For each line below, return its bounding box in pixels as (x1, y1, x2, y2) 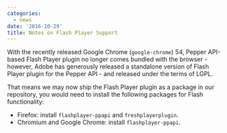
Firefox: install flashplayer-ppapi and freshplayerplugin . (16, 111, 179, 119)
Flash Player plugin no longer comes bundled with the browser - (26, 56, 208, 64)
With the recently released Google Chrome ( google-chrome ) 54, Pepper (7, 48, 207, 56)
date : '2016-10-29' (7, 23, 63, 29)
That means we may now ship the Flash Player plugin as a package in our (7, 83, 215, 91)
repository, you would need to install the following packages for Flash (7, 90, 204, 99)
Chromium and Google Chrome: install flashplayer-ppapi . (16, 118, 181, 127)
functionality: (7, 97, 45, 106)
